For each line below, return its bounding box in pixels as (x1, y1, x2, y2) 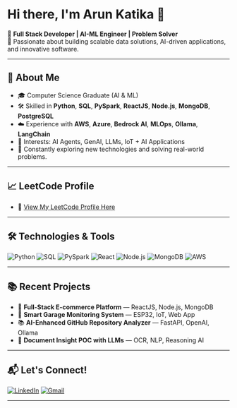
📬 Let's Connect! (7, 364, 87, 376)
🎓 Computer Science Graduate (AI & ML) (17, 91, 139, 100)
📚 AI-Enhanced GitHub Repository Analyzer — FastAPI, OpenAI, (17, 318, 209, 327)
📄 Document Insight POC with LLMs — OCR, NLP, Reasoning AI (17, 336, 205, 344)
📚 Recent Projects (7, 280, 91, 292)
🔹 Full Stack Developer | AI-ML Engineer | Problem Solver (7, 30, 178, 38)
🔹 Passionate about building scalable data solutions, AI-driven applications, (7, 37, 226, 45)
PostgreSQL (17, 112, 54, 120)
